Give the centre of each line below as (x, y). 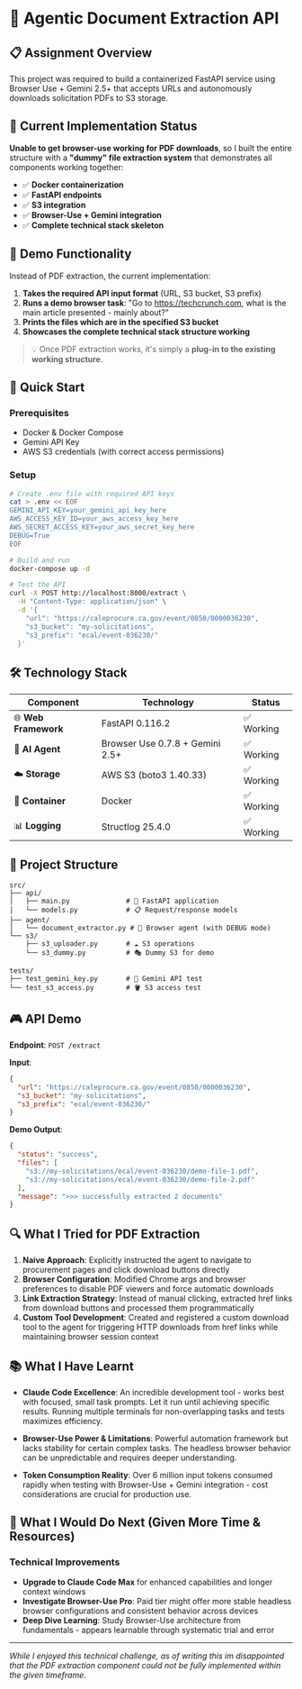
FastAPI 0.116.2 (136, 723)
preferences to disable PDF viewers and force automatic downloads (148, 1289)
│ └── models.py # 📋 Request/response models (124, 910)
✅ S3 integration (54, 204)
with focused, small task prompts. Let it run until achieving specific (146, 1402)
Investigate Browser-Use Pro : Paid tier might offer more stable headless (157, 1601)
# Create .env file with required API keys (92, 494)
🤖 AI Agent (37, 749)
